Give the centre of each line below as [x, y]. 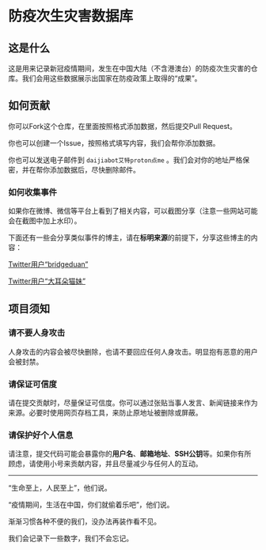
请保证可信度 [33, 384]
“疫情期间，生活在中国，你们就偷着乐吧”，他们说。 [91, 505]
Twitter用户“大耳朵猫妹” [47, 281]
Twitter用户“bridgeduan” [48, 264]
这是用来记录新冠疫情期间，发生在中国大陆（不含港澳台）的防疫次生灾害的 [129, 68]
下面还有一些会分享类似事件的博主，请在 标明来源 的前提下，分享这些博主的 [129, 237]
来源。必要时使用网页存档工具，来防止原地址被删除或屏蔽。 [105, 413]
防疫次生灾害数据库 [71, 16]
